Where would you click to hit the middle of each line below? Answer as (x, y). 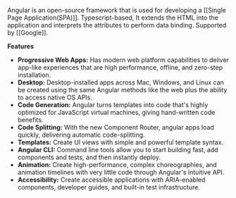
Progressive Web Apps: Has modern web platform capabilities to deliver (123, 60)
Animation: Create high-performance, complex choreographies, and (117, 165)
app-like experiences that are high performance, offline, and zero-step (120, 67)
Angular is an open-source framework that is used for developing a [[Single (117, 10)
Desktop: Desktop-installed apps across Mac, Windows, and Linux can (120, 82)
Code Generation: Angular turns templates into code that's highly (113, 105)
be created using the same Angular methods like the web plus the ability (122, 90)
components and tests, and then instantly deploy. (89, 157)
